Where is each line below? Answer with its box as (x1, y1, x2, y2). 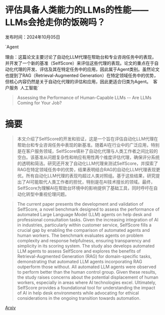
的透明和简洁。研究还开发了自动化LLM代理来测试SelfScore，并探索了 (17, 160, 159, 166)
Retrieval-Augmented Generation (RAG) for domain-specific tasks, (17, 253, 152, 259)
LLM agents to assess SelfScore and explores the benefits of (17, 248, 141, 254)
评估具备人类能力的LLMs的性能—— (5, 4, 149, 16)
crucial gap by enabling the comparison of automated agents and (17, 227, 150, 233)
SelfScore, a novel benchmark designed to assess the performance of (17, 206, 160, 212)
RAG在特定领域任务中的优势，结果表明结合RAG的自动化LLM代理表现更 (17, 166, 161, 172)
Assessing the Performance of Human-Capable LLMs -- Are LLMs (17, 94, 152, 100)
